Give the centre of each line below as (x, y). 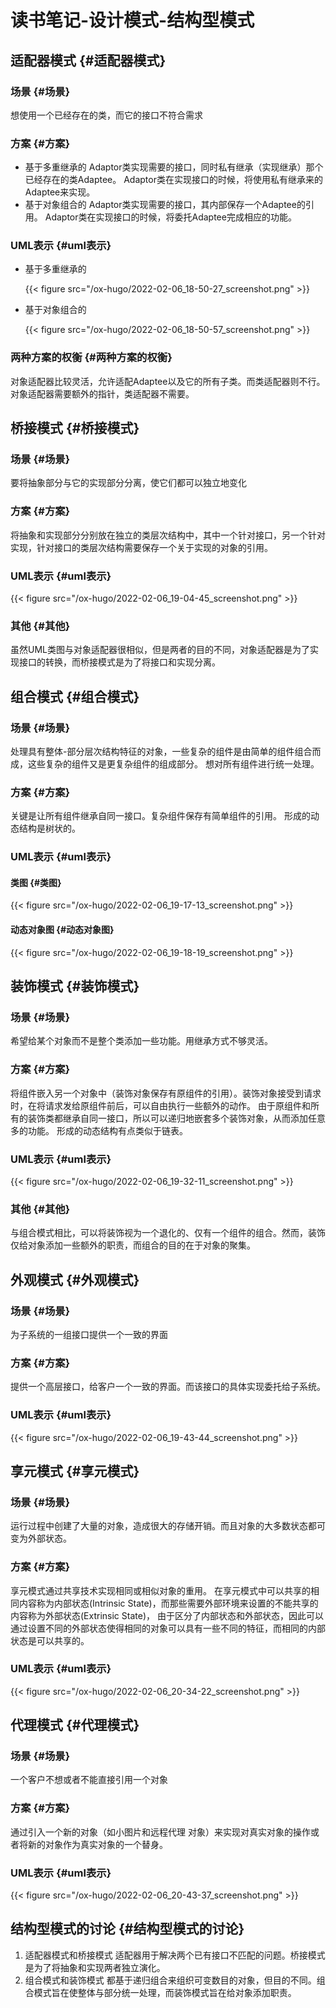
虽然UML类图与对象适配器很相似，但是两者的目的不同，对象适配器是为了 (160, 650)
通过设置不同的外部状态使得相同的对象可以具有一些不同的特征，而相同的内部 (168, 1628)
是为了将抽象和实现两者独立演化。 (95, 1967)
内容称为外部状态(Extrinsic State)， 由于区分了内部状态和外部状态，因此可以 (167, 1615)
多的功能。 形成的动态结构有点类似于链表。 (99, 1130)
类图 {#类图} (36, 882)
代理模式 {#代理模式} (75, 1725)
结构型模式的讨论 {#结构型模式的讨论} (127, 1929)
